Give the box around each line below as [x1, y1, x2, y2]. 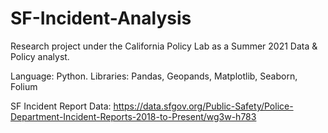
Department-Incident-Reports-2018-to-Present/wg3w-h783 [10, 110, 257, 122]
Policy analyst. [10, 50, 70, 62]
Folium [10, 80, 38, 92]
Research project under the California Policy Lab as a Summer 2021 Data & [10, 40, 318, 52]
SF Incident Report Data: [10, 100, 112, 112]
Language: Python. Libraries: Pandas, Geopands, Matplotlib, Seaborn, [10, 70, 298, 82]
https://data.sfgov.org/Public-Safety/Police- [113, 100, 294, 112]
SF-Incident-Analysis [10, 7, 192, 30]
